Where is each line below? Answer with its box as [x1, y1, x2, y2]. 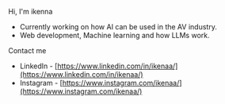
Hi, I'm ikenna [8, 7, 53, 16]
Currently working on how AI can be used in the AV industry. [19, 22, 218, 31]
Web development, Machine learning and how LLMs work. [19, 31, 210, 40]
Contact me [8, 46, 47, 55]
